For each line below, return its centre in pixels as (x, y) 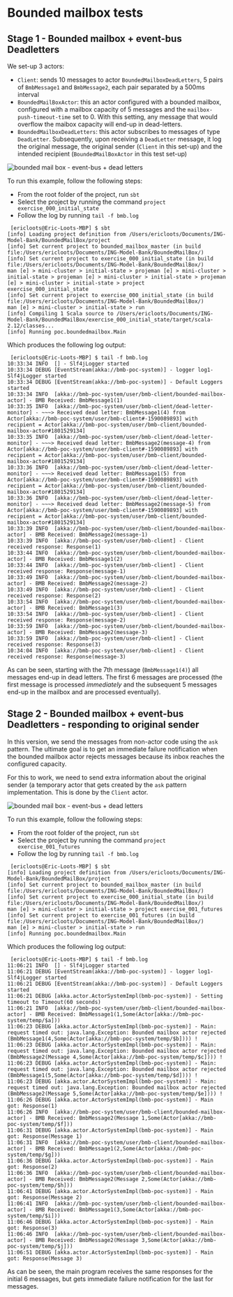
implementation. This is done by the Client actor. (78, 792)
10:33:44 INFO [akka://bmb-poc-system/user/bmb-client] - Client (106, 565)
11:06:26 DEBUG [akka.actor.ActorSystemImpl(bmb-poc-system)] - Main (111, 1100)
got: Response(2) (32, 1167)
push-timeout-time (44, 117)
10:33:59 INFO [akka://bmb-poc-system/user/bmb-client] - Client (106, 638)
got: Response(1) (32, 1106)
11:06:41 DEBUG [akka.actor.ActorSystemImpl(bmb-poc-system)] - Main (111, 1191)
